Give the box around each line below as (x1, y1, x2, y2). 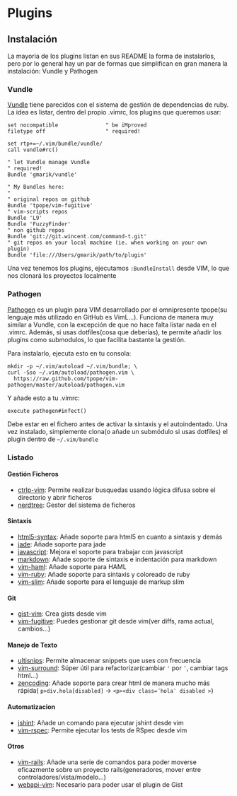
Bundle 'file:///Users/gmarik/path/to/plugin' (7, 252, 147, 259)
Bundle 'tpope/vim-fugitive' (7, 202, 93, 209)
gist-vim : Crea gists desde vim (17, 609, 108, 618)
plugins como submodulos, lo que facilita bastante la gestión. (7, 335, 186, 344)
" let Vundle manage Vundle (7, 159, 91, 166)
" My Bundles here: (7, 184, 65, 191)
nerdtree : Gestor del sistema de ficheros (17, 501, 136, 509)
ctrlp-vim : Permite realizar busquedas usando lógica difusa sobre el (17, 486, 216, 494)
